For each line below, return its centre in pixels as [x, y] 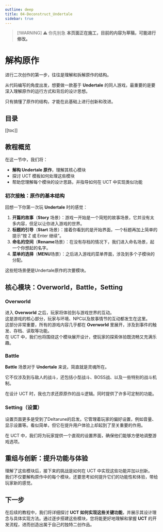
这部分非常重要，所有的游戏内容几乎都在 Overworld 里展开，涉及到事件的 [79, 325]
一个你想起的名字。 [31, 248]
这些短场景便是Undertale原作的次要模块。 [47, 271]
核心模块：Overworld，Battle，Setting [64, 287]
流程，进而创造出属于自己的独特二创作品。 [52, 525]
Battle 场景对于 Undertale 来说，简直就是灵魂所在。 [57, 367]
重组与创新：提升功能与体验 [47, 458]
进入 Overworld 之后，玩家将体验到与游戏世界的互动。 [60, 312]
